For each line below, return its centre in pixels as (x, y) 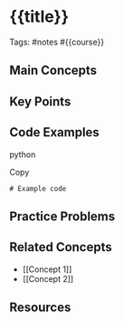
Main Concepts (53, 70)
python (23, 154)
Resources (40, 308)
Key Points (40, 101)
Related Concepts (61, 247)
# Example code (38, 188)
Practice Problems (62, 216)
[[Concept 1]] (47, 269)
